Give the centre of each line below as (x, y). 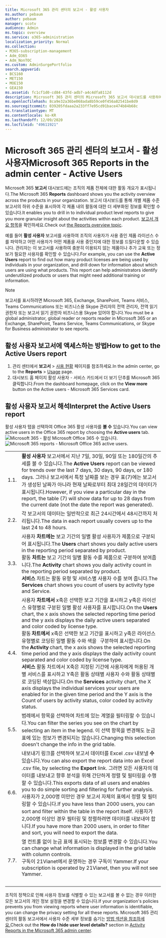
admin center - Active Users (64, 174)
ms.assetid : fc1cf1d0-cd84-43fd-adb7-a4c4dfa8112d (58, 92)
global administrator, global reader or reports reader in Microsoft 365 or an (81, 318)
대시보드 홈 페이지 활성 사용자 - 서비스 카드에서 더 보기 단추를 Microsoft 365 (86, 378)
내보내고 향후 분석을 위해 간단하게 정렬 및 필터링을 (91, 775)
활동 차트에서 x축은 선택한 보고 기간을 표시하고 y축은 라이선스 (88, 634)
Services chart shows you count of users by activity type (88, 585)
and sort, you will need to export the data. (70, 833)
